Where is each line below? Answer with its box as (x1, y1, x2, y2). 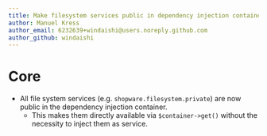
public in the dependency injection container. (19, 102, 168, 111)
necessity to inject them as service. (31, 119, 149, 129)
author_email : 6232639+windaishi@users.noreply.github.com (8, 26, 208, 34)
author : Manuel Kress (8, 19, 80, 27)
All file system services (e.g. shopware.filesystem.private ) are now (19, 94, 242, 104)
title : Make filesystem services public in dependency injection (8, 11, 229, 20)
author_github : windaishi (8, 33, 94, 42)
